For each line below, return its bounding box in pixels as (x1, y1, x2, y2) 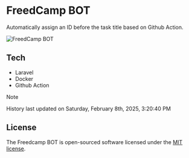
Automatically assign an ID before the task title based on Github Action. (6, 24, 184, 31)
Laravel (14, 69, 34, 76)
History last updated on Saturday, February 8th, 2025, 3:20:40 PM (6, 105, 171, 112)
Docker (14, 75, 34, 82)
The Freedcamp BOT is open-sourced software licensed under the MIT (6, 138, 183, 145)
